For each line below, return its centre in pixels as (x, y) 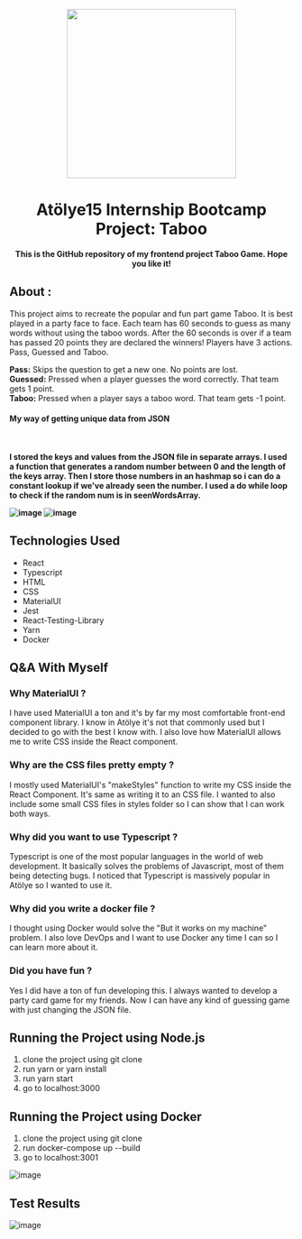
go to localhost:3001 (60, 1158)
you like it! (151, 263)
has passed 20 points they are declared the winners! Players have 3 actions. (151, 342)
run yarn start (48, 1078)
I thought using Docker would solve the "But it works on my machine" (138, 928)
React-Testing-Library (63, 620)
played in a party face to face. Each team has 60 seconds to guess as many (150, 323)
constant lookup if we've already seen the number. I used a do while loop (149, 485)
